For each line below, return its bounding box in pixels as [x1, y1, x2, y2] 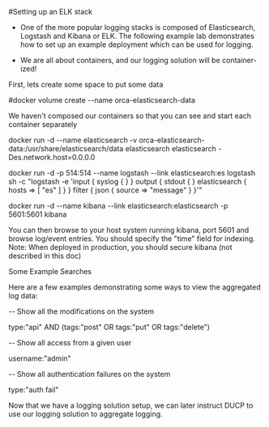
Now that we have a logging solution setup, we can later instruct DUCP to [8, 400, 254, 410]
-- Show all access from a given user [8, 338, 132, 347]
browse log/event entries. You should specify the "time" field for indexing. [8, 234, 255, 243]
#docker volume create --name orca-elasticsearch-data [8, 95, 196, 104]
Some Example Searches [8, 267, 92, 276]
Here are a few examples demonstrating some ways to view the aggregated [8, 282, 261, 292]
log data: [8, 291, 38, 300]
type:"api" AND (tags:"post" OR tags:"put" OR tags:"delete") [8, 323, 211, 332]
